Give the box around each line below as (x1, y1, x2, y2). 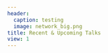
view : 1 (7, 36, 30, 43)
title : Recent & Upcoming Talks (7, 29, 101, 36)
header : (7, 10, 30, 17)
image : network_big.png (13, 23, 82, 30)
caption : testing (13, 17, 64, 23)
